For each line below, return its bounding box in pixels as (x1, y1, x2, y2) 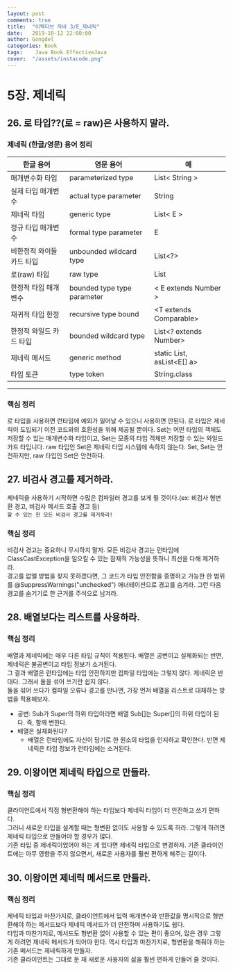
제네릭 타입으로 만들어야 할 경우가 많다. (7, 832, 113, 841)
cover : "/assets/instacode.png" (7, 56, 104, 63)
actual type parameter (69, 191, 142, 200)
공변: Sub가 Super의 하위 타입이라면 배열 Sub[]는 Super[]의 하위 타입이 (17, 709, 212, 718)
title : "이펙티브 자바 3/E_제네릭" (7, 23, 101, 30)
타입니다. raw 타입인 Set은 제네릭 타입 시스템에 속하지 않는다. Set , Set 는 (19, 442, 216, 451)
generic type (69, 209, 111, 219)
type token (69, 369, 105, 379)
